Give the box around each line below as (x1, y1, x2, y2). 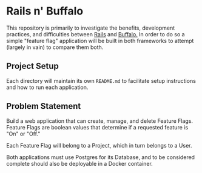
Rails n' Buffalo (6, 4, 84, 18)
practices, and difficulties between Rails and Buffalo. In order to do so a (6, 30, 185, 38)
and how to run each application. (6, 83, 89, 91)
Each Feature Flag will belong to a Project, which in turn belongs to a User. (6, 142, 192, 149)
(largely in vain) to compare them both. (6, 44, 104, 51)
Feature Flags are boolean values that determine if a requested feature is (6, 123, 189, 131)
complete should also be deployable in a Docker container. (6, 160, 153, 167)
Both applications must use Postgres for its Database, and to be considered (6, 153, 195, 161)
